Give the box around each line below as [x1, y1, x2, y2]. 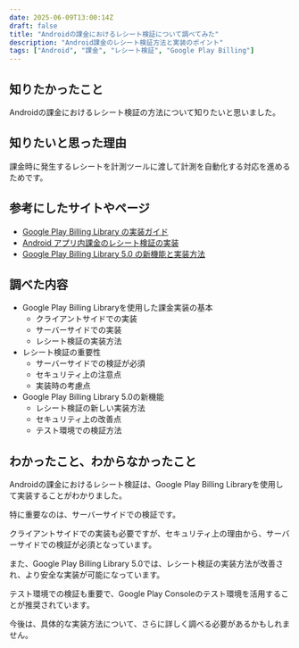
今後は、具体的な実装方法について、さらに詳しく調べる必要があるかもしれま [9, 619, 290, 629]
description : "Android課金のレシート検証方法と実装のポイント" [9, 37, 224, 47]
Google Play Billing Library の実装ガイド [21, 226, 169, 237]
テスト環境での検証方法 [35, 425, 122, 436]
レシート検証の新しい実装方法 [35, 403, 145, 413]
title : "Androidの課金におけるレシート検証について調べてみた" [9, 29, 220, 38]
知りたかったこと [9, 81, 104, 96]
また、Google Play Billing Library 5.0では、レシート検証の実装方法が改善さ [9, 559, 284, 569]
